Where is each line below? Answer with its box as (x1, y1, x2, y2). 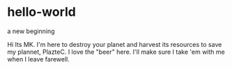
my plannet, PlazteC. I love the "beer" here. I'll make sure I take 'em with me (7, 48, 225, 56)
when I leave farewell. (7, 55, 70, 63)
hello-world (7, 4, 77, 20)
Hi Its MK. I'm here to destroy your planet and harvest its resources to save (7, 40, 222, 48)
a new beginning (7, 27, 55, 35)
